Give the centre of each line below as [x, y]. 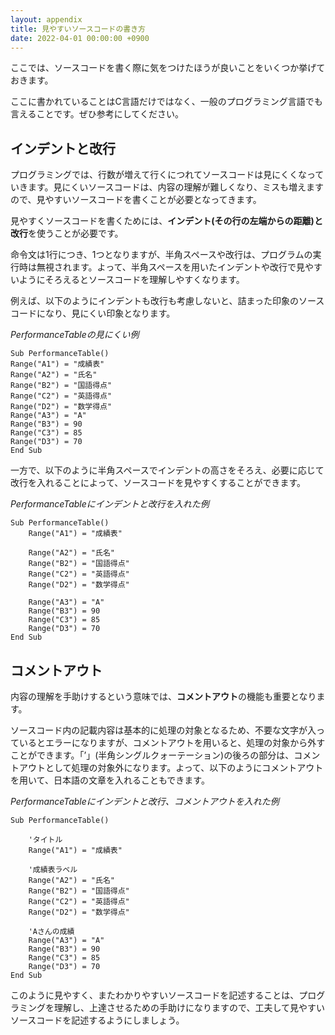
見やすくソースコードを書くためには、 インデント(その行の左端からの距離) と [166, 221]
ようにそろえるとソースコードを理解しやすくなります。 [131, 280]
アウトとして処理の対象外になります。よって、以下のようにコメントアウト [171, 767]
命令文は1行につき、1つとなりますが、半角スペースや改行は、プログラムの [161, 255]
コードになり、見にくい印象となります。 [93, 313]
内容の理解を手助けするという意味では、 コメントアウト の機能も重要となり [163, 696]
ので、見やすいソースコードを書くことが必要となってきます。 [136, 200]
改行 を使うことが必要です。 [67, 233]
